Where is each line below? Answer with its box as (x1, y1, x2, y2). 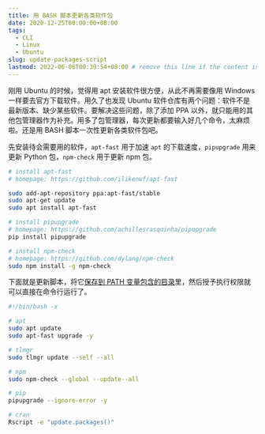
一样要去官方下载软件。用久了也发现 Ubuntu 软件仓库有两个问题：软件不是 (8, 96, 251, 105)
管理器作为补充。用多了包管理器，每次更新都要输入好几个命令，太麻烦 (21, 115, 250, 125)
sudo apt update (8, 325, 62, 333)
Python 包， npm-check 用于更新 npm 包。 (23, 152, 156, 161)
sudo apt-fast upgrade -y (8, 332, 93, 340)
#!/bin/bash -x (8, 303, 58, 311)
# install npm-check (8, 247, 77, 255)
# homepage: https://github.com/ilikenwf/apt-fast (8, 175, 178, 183)
